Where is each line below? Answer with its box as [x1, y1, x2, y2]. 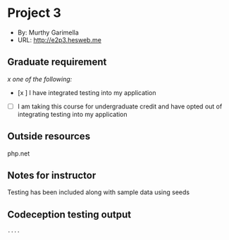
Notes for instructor [7, 170, 97, 182]
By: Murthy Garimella [17, 28, 79, 37]
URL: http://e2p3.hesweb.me [17, 35, 102, 44]
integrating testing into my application [17, 110, 128, 118]
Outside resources [7, 130, 90, 142]
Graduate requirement [7, 56, 107, 68]
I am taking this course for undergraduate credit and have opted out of [17, 102, 223, 110]
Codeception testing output [7, 208, 132, 220]
